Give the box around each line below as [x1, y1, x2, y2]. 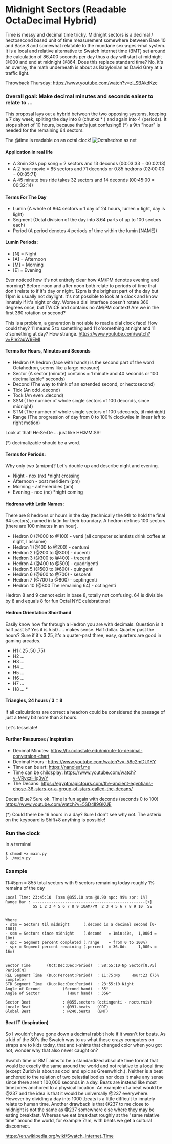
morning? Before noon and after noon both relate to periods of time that [5, 282, 157, 289]
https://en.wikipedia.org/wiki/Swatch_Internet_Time [5, 1133, 114, 1139]
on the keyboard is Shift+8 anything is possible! [5, 817, 106, 823]
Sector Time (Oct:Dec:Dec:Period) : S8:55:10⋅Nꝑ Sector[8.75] [5, 963, 157, 968]
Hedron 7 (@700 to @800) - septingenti [12, 577, 97, 583]
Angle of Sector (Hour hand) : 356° [5, 991, 111, 996]
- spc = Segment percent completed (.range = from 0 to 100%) [5, 940, 147, 945]
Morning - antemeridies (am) [12, 484, 74, 490]
